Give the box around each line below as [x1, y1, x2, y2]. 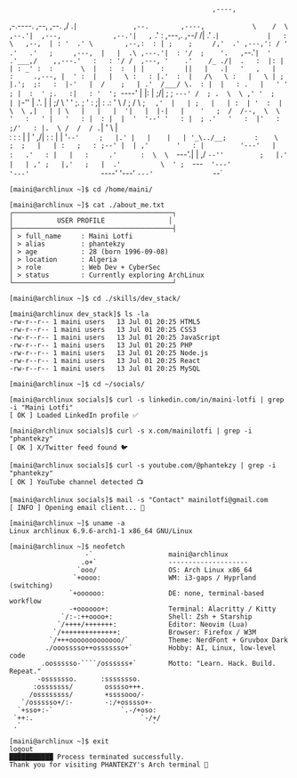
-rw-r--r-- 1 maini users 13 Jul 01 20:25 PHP [9, 341, 193, 350]
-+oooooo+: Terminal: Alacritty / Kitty [68, 604, 277, 613]
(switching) [9, 581, 53, 590]
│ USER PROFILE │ [9, 216, 173, 225]
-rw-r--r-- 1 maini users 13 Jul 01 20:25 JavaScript [9, 333, 221, 342]
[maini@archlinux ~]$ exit [9, 737, 109, 746]
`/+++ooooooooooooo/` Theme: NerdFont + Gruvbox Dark [48, 636, 289, 644]
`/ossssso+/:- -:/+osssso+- [20, 698, 153, 707]
